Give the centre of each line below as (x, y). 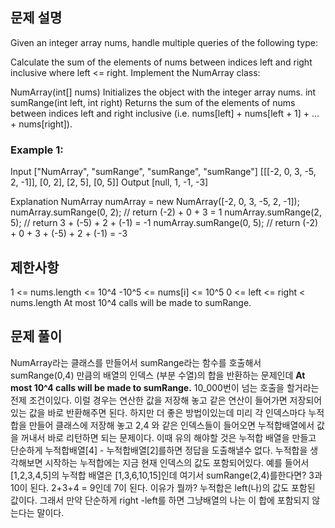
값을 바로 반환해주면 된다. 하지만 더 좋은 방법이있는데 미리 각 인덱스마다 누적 (176, 412)
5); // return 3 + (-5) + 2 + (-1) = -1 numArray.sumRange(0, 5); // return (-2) (164, 223)
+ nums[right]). (41, 124)
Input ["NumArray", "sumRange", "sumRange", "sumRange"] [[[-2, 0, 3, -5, (163, 172)
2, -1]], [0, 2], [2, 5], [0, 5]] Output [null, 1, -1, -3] (109, 182)
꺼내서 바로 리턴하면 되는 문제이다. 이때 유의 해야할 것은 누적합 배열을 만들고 (168, 437)
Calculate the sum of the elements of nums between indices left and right (161, 62)
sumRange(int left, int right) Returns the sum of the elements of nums (153, 102)
